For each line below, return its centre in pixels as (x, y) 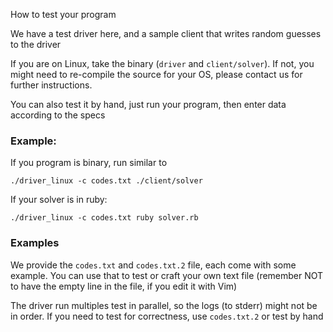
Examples (35, 243)
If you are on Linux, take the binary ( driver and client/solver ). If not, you (162, 63)
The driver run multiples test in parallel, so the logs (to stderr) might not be (164, 305)
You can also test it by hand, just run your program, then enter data (148, 104)
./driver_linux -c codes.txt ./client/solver (106, 181)
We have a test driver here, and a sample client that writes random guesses (166, 33)
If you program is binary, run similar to (89, 163)
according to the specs (58, 115)
